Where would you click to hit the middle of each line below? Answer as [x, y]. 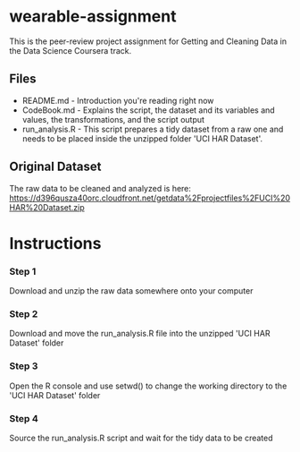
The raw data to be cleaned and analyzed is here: [100, 188]
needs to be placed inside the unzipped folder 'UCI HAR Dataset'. [142, 138]
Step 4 [24, 418]
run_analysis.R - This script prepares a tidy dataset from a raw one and [153, 129]
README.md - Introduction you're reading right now [118, 100]
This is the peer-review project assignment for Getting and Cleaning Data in [148, 41]
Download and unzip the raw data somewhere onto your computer [131, 291]
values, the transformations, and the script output [113, 119]
